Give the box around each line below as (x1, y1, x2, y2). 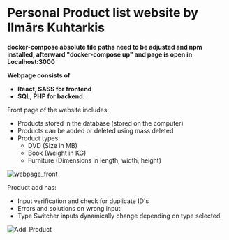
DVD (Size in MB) (27, 141, 78, 149)
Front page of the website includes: (7, 105, 110, 114)
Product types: (17, 134, 61, 142)
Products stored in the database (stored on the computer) (17, 119, 184, 127)
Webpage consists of (7, 71, 71, 80)
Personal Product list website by (7, 5, 199, 21)
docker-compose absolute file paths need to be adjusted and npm (7, 43, 202, 51)
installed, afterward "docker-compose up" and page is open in (7, 50, 193, 59)
